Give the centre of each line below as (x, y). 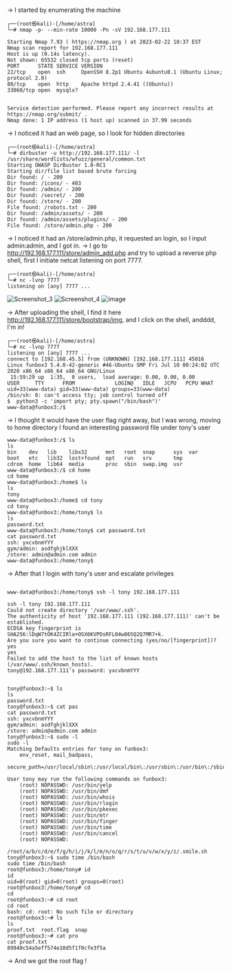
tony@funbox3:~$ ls (35, 689)
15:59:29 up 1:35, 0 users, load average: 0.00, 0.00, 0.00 (102, 377)
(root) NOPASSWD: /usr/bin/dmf (64, 791)
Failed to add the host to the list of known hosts (82, 658)
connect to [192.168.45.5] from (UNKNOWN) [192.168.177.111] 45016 (106, 359)
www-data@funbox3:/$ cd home (49, 470)
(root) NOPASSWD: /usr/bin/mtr (64, 816)
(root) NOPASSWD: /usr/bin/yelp (66, 785)
